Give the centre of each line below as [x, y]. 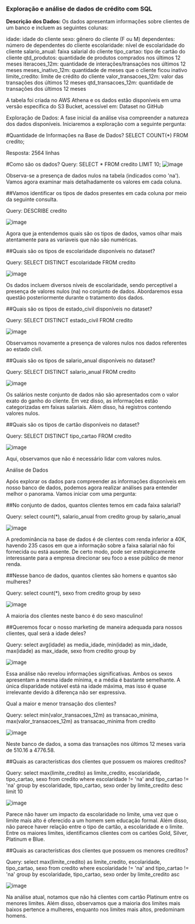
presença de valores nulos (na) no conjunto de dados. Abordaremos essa [94, 291]
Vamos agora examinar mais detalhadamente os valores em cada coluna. [94, 182]
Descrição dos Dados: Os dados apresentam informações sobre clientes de [98, 22]
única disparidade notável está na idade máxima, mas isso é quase [86, 686]
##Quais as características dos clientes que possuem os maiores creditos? [96, 762]
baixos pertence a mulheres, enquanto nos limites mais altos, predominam [95, 909]
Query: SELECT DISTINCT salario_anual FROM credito [71, 372]
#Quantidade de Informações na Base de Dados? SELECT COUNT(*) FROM [97, 135]
